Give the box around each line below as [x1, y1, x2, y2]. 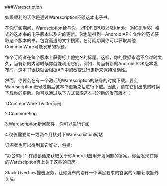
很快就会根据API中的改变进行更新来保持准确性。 [31, 67, 130, 73]
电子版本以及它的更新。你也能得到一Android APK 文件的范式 [31, 31, 155, 37]
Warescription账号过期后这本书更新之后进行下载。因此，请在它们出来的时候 [5, 84, 160, 89]
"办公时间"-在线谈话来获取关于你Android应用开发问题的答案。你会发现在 [5, 153, 154, 159]
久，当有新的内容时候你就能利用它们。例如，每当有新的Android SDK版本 [5, 61, 154, 66]
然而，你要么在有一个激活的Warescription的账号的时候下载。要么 [5, 77, 138, 83]
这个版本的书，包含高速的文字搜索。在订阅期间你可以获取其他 [9, 37, 136, 43]
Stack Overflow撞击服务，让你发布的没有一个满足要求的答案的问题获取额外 [5, 170, 159, 175]
